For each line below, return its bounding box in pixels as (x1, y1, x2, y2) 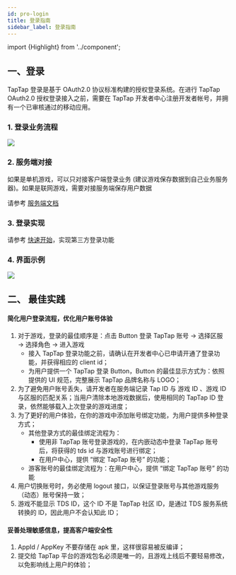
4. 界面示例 (7, 255, 45, 265)
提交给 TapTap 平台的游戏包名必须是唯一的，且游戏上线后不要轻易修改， (17, 552, 228, 560)
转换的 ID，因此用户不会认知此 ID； (17, 508, 121, 516)
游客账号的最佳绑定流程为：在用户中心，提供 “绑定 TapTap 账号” (28, 464, 216, 472)
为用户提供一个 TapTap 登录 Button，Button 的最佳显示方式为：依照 (28, 366, 225, 375)
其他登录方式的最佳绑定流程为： (28, 429, 122, 437)
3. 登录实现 (7, 218, 45, 228)
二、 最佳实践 (7, 293, 66, 305)
